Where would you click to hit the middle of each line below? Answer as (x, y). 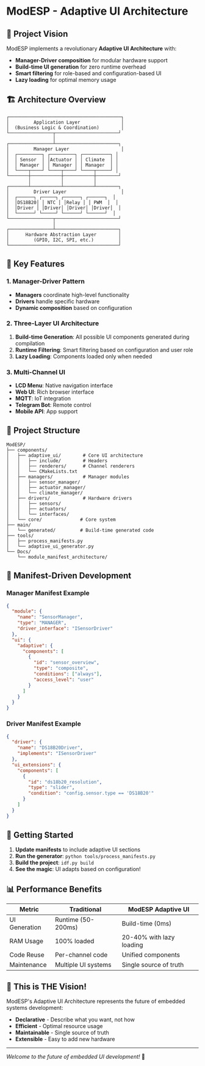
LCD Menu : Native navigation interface (64, 386)
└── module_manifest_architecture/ (63, 557)
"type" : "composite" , (61, 668)
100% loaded (74, 941)
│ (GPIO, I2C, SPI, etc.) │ (64, 240)
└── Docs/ (19, 551)
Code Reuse (27, 955)
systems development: (35, 1008)
